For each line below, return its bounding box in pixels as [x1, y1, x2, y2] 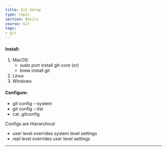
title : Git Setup [5, 7, 41, 12]
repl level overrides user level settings [12, 136, 90, 142]
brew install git [19, 68, 50, 74]
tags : [5, 26, 16, 31]
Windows [12, 78, 32, 84]
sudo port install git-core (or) [19, 62, 80, 68]
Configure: [5, 89, 28, 95]
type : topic [5, 12, 30, 17]
